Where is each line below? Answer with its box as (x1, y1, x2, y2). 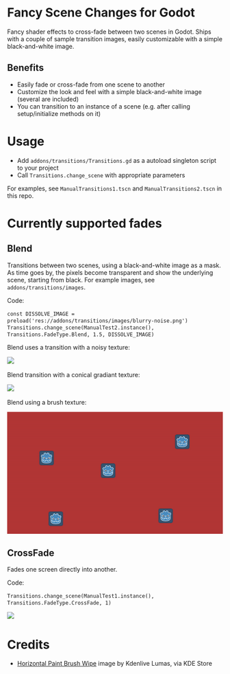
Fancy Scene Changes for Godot (7, 5, 195, 21)
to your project (16, 164, 60, 172)
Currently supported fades (7, 215, 162, 231)
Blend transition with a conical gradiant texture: (7, 370, 140, 379)
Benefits (7, 62, 44, 74)
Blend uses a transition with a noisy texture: (7, 343, 130, 351)
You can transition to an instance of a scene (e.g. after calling (16, 102, 190, 111)
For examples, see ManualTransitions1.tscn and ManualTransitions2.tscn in (7, 184, 222, 192)
